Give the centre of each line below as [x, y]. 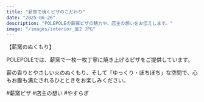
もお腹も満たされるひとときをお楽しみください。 [68, 80]
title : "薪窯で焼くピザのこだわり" [46, 12]
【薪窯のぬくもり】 [30, 47]
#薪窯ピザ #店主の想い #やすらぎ [48, 93]
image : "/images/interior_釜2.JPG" [51, 29]
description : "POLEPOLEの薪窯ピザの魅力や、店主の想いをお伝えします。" [90, 23]
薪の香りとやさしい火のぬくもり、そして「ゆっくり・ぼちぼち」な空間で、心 [102, 73]
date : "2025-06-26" [31, 18]
